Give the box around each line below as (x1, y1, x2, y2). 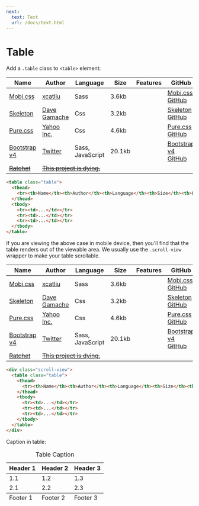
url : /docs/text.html (11, 20, 65, 25)
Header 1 (9, 464, 36, 472)
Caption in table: (6, 438, 46, 445)
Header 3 (73, 464, 101, 472)
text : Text (11, 14, 38, 20)
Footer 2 (41, 494, 65, 502)
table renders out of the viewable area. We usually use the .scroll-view (6, 246, 182, 253)
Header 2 (41, 464, 69, 472)
